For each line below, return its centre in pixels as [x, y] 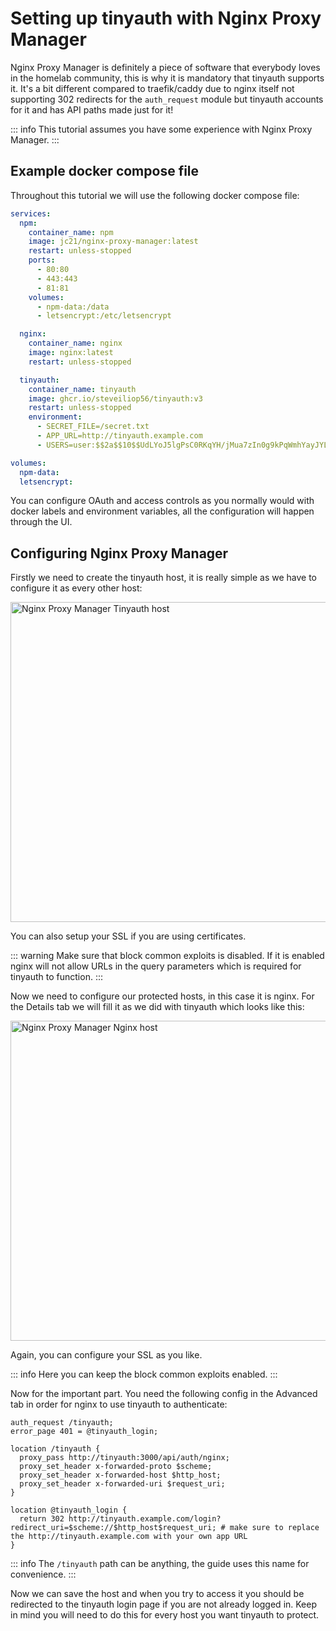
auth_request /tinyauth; [62, 1423]
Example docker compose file [105, 171]
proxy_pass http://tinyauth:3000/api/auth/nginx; [124, 1458]
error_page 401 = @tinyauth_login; [84, 1432]
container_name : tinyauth [82, 389]
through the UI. [41, 522]
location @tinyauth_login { [69, 1510]
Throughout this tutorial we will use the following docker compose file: [155, 195]
